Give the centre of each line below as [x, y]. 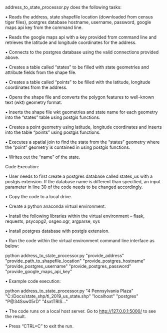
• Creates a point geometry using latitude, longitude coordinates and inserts [83, 127]
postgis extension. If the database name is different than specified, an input [83, 181]
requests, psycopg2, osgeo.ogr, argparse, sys [52, 221]
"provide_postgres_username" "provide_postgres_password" [68, 266]
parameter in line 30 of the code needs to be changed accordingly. [74, 187]
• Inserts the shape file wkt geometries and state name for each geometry [81, 112]
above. [12, 57]
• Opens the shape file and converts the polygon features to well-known [79, 97]
